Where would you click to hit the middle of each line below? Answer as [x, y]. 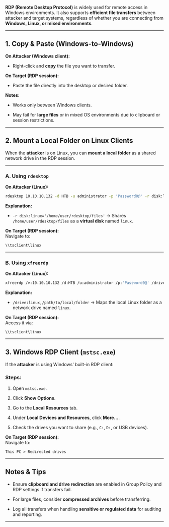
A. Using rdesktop [27, 176]
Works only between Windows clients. [52, 105]
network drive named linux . [41, 308]
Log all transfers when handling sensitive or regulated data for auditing [87, 509]
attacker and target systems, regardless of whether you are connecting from [84, 18]
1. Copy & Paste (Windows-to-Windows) [69, 44]
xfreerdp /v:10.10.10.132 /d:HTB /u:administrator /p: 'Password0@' [77, 283]
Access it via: [19, 323]
